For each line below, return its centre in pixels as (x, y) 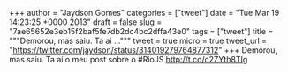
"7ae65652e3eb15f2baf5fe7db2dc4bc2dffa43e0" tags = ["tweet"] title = (141, 31)
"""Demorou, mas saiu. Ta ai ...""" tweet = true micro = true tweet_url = (138, 40)
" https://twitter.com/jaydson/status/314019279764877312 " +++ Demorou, (144, 50)
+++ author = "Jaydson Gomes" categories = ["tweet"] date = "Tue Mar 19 (144, 13)
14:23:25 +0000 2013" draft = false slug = (86, 22)
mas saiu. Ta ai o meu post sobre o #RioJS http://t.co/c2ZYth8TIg (129, 59)
